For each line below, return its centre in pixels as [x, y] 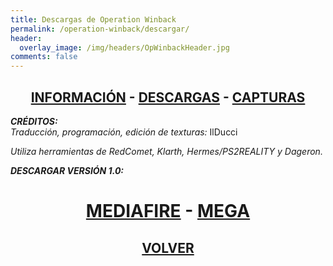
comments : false [44, 57]
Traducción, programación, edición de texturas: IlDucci [124, 132]
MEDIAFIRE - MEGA [168, 211]
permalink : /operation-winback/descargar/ [100, 29]
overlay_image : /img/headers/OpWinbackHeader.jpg [124, 47]
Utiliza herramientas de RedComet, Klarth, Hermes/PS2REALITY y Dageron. [166, 151]
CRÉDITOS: [34, 121]
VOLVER [168, 247]
